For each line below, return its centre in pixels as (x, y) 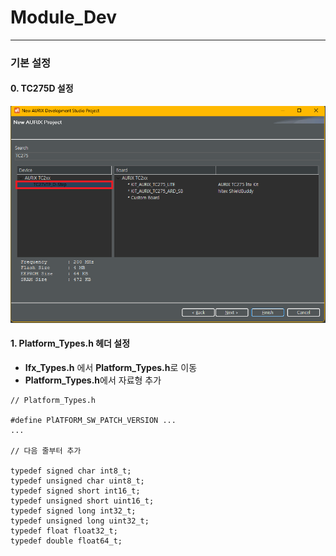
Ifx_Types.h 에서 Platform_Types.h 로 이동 (111, 367)
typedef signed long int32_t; (73, 511)
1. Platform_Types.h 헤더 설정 (70, 343)
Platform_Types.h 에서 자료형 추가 (93, 380)
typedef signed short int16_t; (75, 491)
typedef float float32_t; (64, 531)
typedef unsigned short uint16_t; (82, 501)
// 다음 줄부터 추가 (46, 451)
